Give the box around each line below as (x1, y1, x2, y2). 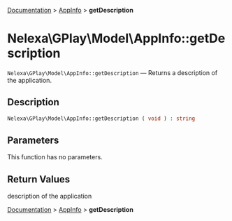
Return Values (7, 173, 71, 185)
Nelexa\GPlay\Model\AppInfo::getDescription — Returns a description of (7, 68, 218, 76)
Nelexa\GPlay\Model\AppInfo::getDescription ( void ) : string (7, 115, 196, 122)
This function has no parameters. (7, 153, 103, 161)
